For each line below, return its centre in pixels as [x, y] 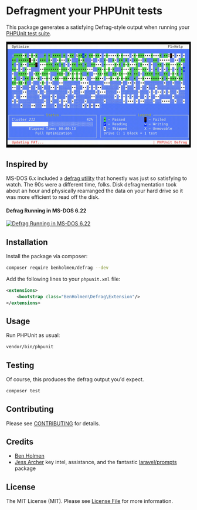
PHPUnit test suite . [29, 33]
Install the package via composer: [47, 256]
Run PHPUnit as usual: [33, 335]
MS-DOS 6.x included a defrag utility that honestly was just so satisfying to [97, 178]
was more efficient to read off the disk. [53, 197]
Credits [20, 442]
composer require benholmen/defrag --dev [57, 268]
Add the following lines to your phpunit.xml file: [63, 279]
